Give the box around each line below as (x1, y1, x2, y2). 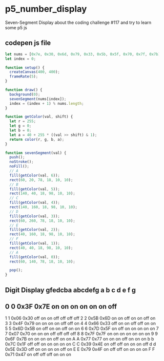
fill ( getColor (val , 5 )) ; (9, 187, 60, 191)
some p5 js (5, 24, 27, 30)
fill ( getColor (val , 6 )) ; (9, 173, 60, 178)
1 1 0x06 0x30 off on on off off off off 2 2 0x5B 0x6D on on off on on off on (5, 315, 156, 321)
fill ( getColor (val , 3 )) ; (9, 213, 60, 219)
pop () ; (9, 268, 23, 273)
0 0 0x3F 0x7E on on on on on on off (5, 302, 117, 310)
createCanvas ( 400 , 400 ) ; (9, 70, 60, 75)
